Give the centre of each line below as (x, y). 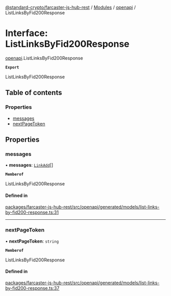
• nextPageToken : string (32, 241)
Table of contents (34, 93)
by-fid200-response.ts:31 (32, 212)
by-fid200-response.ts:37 (32, 288)
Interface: (27, 33)
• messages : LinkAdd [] (29, 165)
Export (12, 67)
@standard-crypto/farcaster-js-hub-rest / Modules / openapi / (70, 7)
